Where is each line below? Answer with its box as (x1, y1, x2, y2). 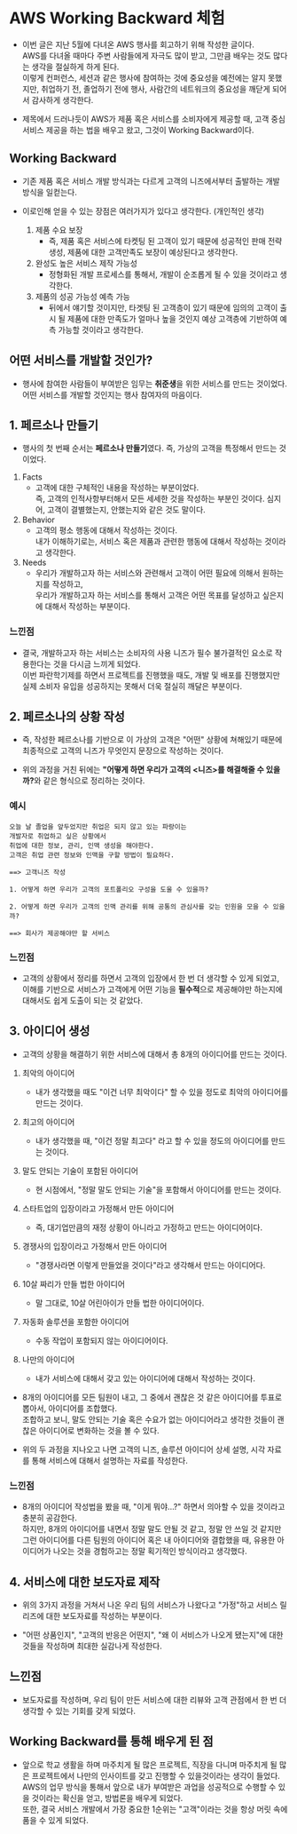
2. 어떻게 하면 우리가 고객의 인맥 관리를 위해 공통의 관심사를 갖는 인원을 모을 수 (9, 902, 270, 911)
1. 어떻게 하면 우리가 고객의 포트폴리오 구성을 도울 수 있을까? (9, 885, 209, 893)
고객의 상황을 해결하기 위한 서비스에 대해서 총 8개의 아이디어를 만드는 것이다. (21, 1049, 287, 1060)
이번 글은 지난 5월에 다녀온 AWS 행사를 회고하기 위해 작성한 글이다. (21, 39, 255, 50)
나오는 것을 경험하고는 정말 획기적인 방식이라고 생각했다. (52, 1546, 247, 1557)
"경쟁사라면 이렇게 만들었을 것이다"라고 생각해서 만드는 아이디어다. (35, 1259, 266, 1270)
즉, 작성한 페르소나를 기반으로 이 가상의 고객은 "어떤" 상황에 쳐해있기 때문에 (21, 734, 283, 745)
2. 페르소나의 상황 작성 (9, 710, 126, 725)
